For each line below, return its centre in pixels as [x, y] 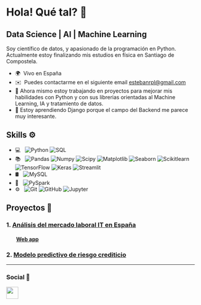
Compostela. [22, 61]
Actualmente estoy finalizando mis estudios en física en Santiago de [90, 55]
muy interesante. [36, 116]
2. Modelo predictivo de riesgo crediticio [66, 255]
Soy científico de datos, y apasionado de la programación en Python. [91, 48]
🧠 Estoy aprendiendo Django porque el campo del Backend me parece [101, 110]
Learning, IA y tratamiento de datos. [59, 103]
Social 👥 [18, 277]
